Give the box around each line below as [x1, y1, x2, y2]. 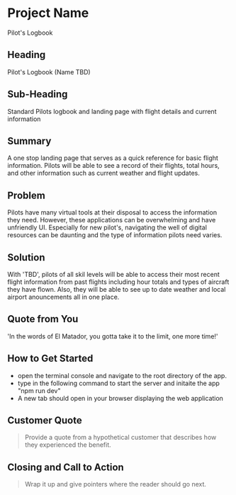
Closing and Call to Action [7, 461, 124, 473]
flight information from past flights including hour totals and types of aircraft [7, 278, 230, 286]
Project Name [7, 5, 89, 21]
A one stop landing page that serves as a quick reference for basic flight [7, 154, 218, 162]
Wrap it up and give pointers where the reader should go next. [24, 480, 207, 489]
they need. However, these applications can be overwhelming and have [7, 216, 216, 224]
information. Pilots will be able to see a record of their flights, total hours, [7, 161, 220, 170]
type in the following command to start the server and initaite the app [17, 379, 220, 387]
